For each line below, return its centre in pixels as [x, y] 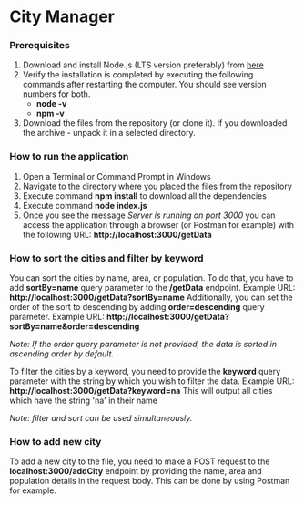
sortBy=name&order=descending [75, 326]
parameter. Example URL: [57, 317]
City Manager [62, 17]
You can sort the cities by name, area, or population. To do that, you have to [152, 278]
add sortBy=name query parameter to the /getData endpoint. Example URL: [152, 288]
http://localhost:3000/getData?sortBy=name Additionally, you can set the [151, 297]
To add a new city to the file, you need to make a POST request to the [140, 461]
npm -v [51, 113]
